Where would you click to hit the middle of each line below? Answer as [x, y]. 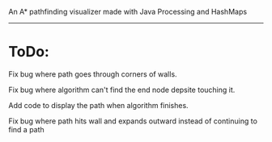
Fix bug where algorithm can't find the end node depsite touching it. [122, 90]
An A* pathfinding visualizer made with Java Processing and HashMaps [128, 12]
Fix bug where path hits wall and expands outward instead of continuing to [133, 121]
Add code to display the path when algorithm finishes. [98, 105]
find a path [26, 129]
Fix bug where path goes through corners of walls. [93, 74]
